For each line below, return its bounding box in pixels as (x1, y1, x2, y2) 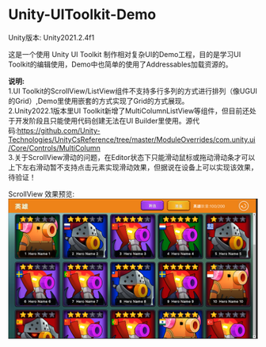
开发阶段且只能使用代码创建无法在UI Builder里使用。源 (14, 116, 193, 125)
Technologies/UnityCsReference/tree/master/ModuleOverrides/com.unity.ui (8, 135, 256, 144)
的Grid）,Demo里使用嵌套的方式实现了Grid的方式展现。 (8, 96, 189, 105)
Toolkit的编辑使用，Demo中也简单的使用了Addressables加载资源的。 (8, 59, 233, 69)
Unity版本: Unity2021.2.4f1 (8, 32, 95, 42)
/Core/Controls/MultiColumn (8, 143, 101, 152)
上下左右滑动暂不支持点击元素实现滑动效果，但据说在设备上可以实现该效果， (8, 162, 258, 172)
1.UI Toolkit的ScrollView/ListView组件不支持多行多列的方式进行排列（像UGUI (8, 86, 257, 96)
